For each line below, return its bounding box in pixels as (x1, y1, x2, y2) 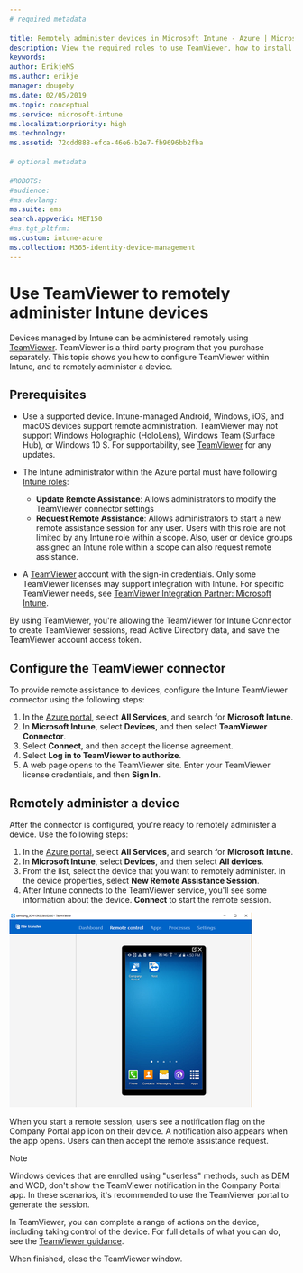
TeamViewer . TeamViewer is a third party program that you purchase (9, 341, 264, 352)
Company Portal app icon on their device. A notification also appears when (9, 1126, 289, 1137)
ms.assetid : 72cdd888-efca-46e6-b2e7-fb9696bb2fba (9, 138, 204, 148)
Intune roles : (22, 477, 69, 488)
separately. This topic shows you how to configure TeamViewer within (9, 351, 270, 362)
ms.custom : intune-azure (9, 234, 103, 243)
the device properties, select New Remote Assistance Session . (22, 876, 260, 886)
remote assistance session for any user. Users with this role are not (35, 523, 286, 534)
